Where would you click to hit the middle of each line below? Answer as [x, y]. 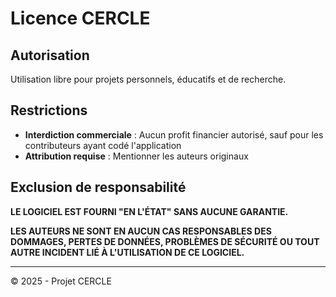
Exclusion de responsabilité [98, 187]
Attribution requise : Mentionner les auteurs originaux [136, 156]
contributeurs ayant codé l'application [103, 145]
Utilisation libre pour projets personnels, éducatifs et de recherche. [148, 79]
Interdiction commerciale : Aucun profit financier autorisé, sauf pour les [174, 134]
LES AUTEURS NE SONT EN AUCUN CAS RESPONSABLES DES [141, 231]
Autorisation [50, 55]
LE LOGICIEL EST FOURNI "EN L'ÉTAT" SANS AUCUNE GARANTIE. [149, 211]
